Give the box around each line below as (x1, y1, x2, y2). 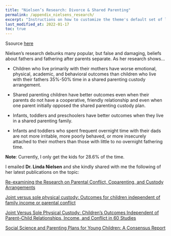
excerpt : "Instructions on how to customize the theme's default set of (5, 17, 163, 22)
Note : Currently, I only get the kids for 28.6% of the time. (5, 154, 125, 160)
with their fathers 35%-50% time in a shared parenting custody (12, 76, 146, 83)
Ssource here (5, 40, 34, 46)
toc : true (5, 27, 26, 32)
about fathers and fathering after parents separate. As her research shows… (5, 56, 165, 62)
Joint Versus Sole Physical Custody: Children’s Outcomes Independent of (5, 209, 159, 216)
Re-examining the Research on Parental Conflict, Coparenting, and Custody (5, 179, 164, 185)
